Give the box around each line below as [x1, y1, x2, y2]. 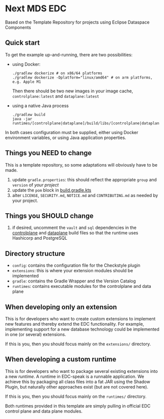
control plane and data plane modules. [5, 408, 83, 414]
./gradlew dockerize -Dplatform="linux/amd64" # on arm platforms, [12, 75, 153, 80]
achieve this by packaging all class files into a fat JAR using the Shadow [5, 379, 150, 385]
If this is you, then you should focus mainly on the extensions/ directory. [5, 341, 151, 347]
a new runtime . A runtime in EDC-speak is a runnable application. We [5, 373, 144, 379]
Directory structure [5, 249, 65, 258]
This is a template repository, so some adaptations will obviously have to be [5, 162, 158, 168]
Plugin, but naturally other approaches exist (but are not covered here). [5, 384, 148, 390]
